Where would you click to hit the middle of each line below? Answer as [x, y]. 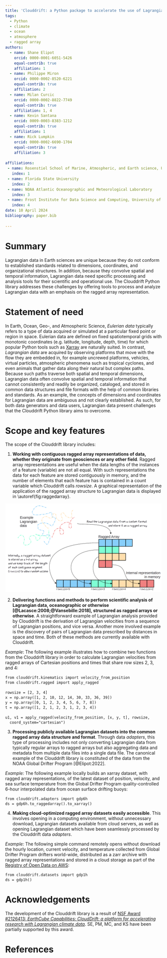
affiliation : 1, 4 [33, 110]
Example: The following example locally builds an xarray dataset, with [76, 773]
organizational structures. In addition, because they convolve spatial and [80, 271]
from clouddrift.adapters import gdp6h [46, 799]
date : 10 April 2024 [27, 210]
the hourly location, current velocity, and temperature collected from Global [83, 849]
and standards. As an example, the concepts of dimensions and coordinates [83, 394]
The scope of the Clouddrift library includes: [50, 444]
